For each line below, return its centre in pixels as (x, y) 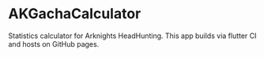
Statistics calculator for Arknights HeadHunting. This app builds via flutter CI (132, 36)
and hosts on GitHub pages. (54, 44)
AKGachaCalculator (75, 14)
